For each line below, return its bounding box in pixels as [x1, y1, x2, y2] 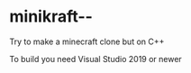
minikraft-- [9, 6, 93, 27]
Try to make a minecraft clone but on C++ [9, 36, 165, 47]
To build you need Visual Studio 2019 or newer [9, 53, 182, 64]
